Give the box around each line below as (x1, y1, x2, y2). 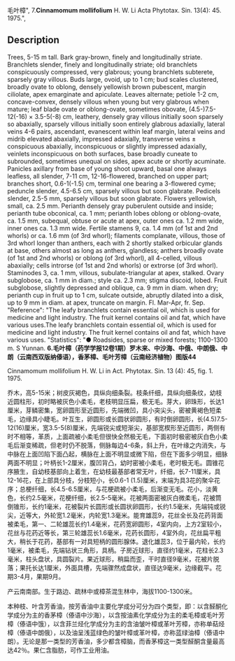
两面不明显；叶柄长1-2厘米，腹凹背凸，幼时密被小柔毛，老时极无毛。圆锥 (7, 458, 219, 467)
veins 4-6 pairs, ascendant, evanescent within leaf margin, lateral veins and (7, 127, 225, 135)
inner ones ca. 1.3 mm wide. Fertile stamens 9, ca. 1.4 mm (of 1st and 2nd (7, 223, 218, 232)
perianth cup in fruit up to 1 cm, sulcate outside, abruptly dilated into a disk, (7, 291, 225, 299)
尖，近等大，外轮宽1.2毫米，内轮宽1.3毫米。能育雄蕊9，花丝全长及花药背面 (7, 510, 223, 520)
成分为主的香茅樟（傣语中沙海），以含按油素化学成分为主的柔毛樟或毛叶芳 (13, 611, 225, 619)
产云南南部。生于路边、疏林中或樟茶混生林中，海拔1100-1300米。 (7, 587, 197, 595)
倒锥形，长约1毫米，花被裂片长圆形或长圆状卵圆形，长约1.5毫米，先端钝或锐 (7, 502, 226, 510)
